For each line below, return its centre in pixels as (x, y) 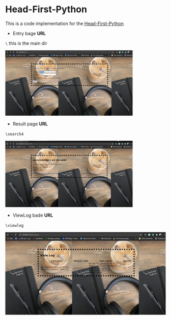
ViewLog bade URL (33, 215)
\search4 (15, 134)
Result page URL (30, 124)
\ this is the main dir (26, 43)
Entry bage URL (29, 33)
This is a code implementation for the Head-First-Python (64, 23)
